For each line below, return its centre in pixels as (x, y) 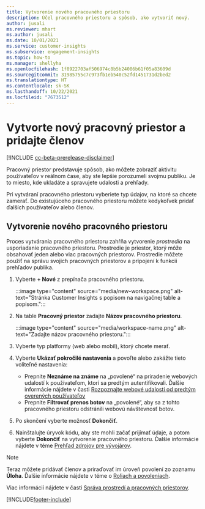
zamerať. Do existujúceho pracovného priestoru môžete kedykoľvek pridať (100, 201)
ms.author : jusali (30, 35)
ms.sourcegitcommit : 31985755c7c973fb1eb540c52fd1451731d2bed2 (89, 75)
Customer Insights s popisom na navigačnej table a (116, 297)
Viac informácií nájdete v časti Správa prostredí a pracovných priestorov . (98, 488)
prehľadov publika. (30, 267)
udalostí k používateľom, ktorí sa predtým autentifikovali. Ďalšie (104, 382)
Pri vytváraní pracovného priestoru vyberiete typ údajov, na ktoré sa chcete (102, 194)
